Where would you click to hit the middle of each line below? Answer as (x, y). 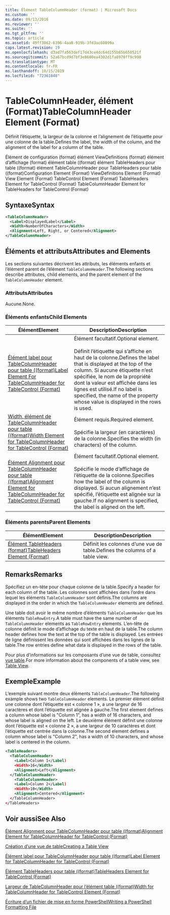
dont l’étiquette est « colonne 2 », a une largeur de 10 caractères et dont (80, 726)
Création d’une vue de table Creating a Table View (57, 846)
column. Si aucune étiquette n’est (114, 370)
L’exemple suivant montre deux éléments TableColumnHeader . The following (82, 694)
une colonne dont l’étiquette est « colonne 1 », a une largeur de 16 (74, 704)
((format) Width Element (36, 435)
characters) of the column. (106, 445)
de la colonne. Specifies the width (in (117, 439)
